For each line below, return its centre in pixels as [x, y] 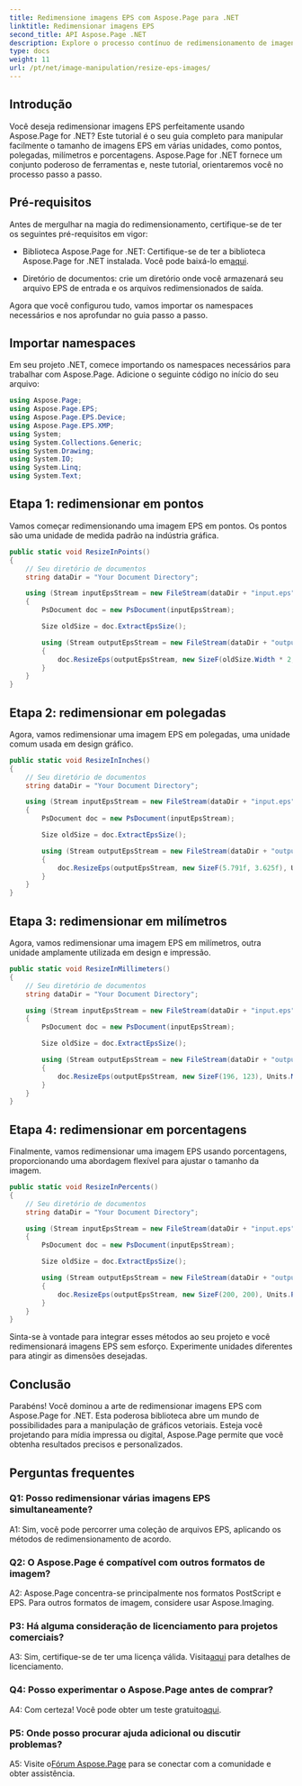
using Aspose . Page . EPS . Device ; [68, 417]
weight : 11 [30, 60]
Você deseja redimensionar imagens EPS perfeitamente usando [127, 126]
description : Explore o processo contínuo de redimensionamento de [138, 43]
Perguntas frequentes [72, 1473]
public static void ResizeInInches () [80, 760]
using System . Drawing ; [52, 451]
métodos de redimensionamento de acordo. [90, 1539]
